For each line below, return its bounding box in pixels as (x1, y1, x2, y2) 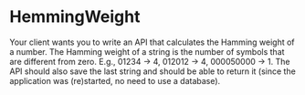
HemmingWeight (9, 6, 141, 27)
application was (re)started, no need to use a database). (9, 75, 221, 86)
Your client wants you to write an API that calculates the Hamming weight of (9, 37, 295, 47)
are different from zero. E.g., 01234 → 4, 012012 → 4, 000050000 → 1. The (9, 56, 290, 67)
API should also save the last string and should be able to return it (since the (9, 66, 297, 77)
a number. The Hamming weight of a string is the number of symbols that (9, 46, 285, 57)
